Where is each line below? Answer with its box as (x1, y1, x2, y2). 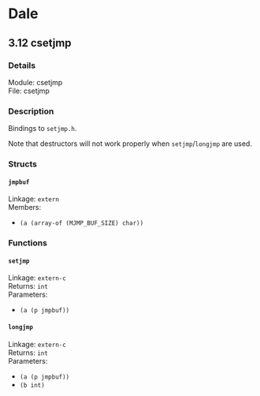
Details (8, 60, 36, 71)
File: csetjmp (8, 86, 50, 95)
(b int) (19, 381, 45, 389)
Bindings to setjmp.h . (8, 124, 77, 133)
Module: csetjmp (8, 77, 63, 87)
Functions (8, 237, 47, 248)
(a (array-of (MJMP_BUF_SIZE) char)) (19, 219, 144, 227)
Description (8, 106, 54, 117)
